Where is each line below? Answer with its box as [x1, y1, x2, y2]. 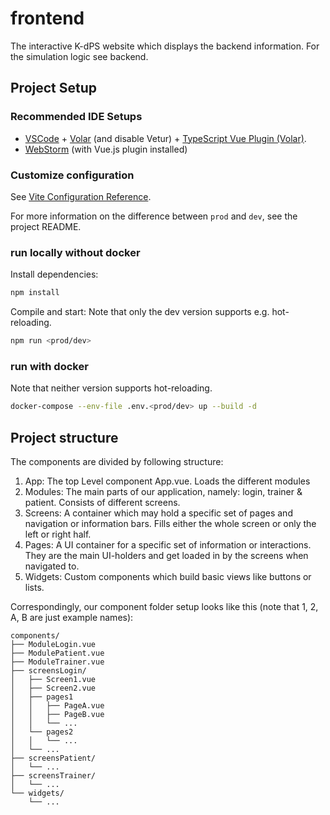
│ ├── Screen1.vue [10, 674, 97, 684]
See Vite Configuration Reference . [10, 190, 152, 202]
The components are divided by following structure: [10, 455, 224, 467]
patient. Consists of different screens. [24, 496, 181, 508]
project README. [10, 220, 82, 232]
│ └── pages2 [10, 727, 74, 737]
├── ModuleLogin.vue [10, 639, 97, 649]
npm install [10, 288, 60, 298]
